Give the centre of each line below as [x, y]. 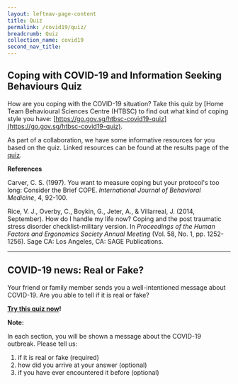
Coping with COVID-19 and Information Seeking [114, 75]
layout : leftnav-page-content [52, 14]
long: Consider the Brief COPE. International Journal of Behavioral [104, 190]
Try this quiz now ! [34, 308]
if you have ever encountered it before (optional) [88, 372]
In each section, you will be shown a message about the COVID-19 [104, 336]
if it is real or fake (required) [58, 357]
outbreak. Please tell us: [42, 344]
